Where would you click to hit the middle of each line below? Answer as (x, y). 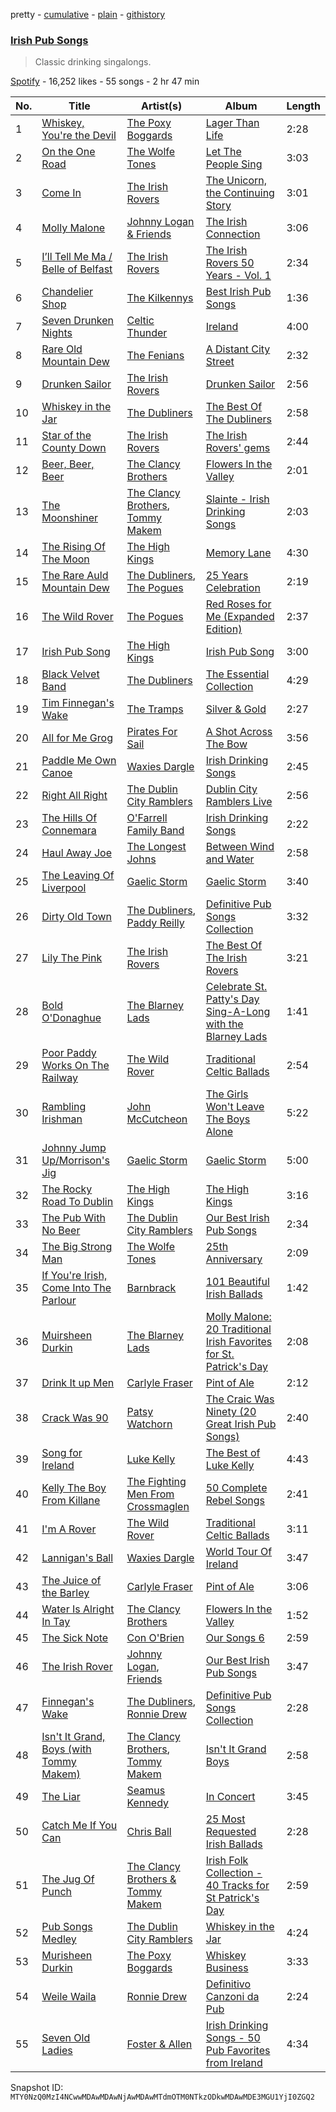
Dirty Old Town (76, 917)
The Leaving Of (78, 876)
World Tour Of (239, 1552)
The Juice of (71, 1581)
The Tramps (155, 709)
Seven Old (66, 2038)
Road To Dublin (77, 1202)
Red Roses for (238, 604)
